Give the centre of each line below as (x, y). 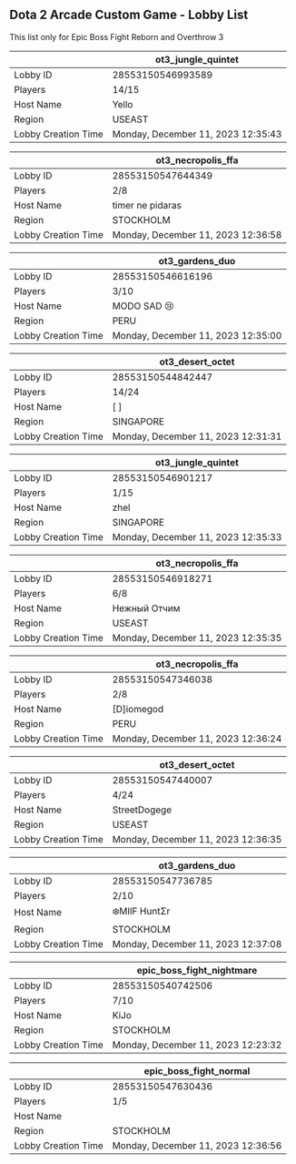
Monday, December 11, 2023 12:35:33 (197, 536)
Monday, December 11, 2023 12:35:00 (197, 335)
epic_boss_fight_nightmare (197, 970)
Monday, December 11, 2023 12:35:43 (197, 134)
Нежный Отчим (146, 608)
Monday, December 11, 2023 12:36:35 (197, 839)
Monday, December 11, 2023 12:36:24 (197, 739)
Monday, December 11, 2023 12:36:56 (197, 1145)
